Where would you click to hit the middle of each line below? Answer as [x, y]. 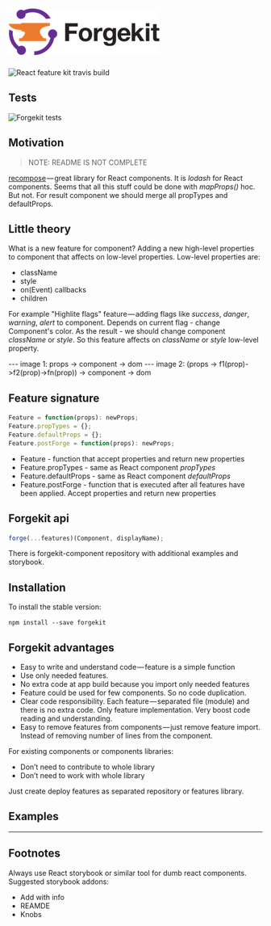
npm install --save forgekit [57, 623]
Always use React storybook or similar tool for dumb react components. [128, 873]
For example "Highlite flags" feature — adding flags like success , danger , [129, 314]
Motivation [36, 143]
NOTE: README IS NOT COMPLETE [88, 162]
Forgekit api [39, 518]
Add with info [42, 897]
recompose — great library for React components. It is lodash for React [126, 178]
